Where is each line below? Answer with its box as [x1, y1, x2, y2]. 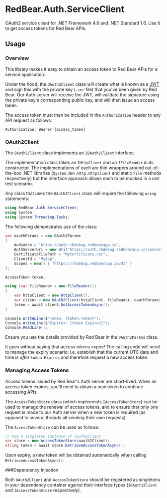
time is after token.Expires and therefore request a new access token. [5, 354, 149, 360]
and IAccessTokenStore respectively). [5, 488, 81, 494]
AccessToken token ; [5, 274, 46, 280]
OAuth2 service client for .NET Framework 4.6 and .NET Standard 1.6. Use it [5, 20, 161, 26]
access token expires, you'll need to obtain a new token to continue [5, 383, 143, 390]
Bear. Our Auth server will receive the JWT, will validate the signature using [5, 91, 160, 98]
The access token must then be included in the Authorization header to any [5, 112, 161, 118]
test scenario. [5, 181, 33, 187]
